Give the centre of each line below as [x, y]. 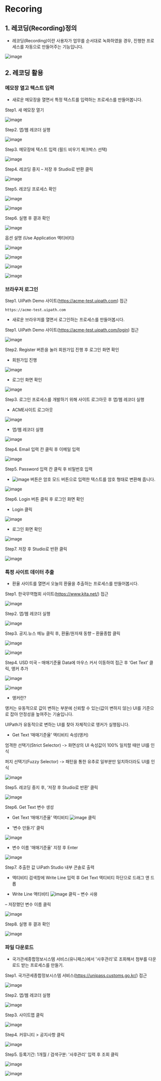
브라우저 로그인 [22, 289]
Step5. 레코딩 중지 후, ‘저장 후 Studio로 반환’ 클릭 [51, 787]
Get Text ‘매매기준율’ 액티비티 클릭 [54, 818]
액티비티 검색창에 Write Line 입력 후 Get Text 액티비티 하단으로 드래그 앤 [81, 878]
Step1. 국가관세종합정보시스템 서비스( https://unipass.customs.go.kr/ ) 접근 [76, 975]
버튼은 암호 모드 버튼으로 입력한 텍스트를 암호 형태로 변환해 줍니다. [93, 479]
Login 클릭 [22, 509]
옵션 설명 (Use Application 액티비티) [40, 238]
